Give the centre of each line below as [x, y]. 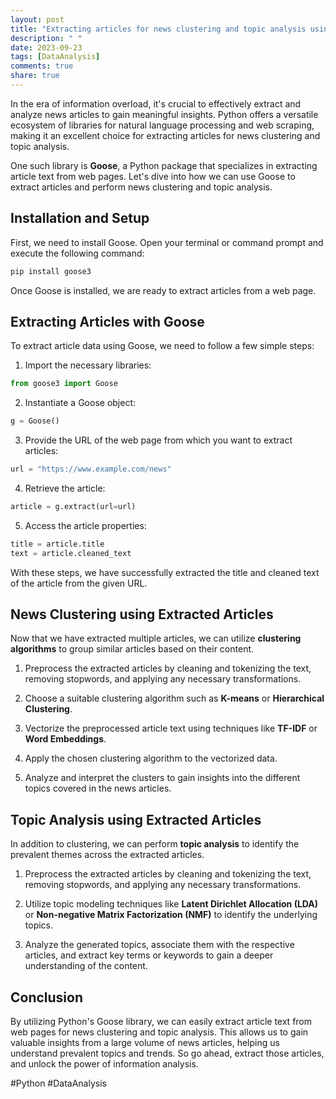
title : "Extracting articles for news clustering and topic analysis [158, 29]
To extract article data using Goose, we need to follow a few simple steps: [162, 346]
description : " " [46, 38]
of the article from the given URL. [79, 583]
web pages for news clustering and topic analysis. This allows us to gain [159, 1032]
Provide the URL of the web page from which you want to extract [158, 440]
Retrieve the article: [65, 488]
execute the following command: [77, 253]
